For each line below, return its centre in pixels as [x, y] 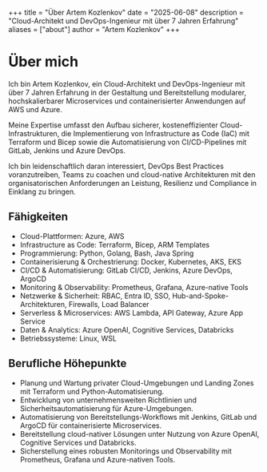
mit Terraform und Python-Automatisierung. [92, 391]
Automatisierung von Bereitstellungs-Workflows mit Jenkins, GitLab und [138, 417]
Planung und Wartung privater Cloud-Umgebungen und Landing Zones [137, 383]
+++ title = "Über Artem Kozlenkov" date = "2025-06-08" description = [126, 12]
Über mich [43, 62]
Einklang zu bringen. [42, 192]
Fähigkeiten [38, 217]
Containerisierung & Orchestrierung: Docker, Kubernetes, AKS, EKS [131, 261]
